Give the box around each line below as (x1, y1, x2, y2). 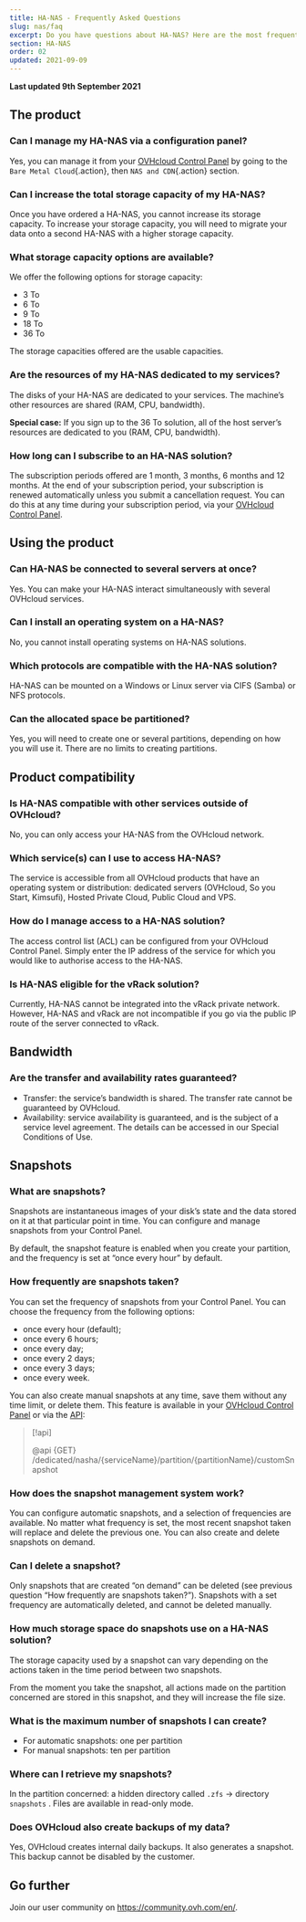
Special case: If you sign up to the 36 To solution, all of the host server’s (9, 416, 282, 427)
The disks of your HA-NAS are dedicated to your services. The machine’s (9, 389, 285, 400)
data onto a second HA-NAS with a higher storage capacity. (9, 227, 234, 238)
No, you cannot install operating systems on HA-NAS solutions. (9, 636, 247, 647)
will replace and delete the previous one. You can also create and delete (9, 1527, 280, 1538)
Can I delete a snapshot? (9, 1559, 121, 1571)
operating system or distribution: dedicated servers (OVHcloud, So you (9, 882, 276, 893)
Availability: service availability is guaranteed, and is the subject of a (22, 1111, 280, 1123)
